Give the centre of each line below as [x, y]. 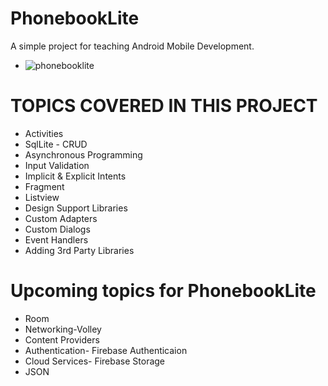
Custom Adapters [61, 218]
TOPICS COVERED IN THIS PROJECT [164, 106]
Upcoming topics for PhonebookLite [163, 291]
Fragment [44, 186]
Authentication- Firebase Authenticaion [106, 350]
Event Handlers [56, 239]
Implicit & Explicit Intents [75, 176]
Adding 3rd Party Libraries [79, 250]
